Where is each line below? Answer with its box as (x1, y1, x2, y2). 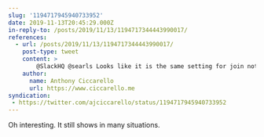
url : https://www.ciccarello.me (28, 84, 135, 92)
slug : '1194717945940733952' (8, 11, 104, 20)
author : (22, 70, 47, 78)
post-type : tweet (22, 48, 79, 56)
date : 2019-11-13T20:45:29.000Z (8, 19, 114, 27)
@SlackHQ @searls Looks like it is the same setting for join (36, 63, 244, 70)
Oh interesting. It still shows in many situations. (8, 121, 160, 130)
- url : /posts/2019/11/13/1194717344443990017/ (15, 41, 174, 49)
